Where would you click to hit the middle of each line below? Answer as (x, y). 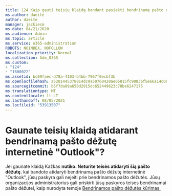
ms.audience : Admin (26, 34)
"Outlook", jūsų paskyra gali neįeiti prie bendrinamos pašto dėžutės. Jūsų (83, 178)
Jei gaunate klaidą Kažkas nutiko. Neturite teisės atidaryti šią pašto (78, 166)
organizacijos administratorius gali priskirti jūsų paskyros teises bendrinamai (86, 183)
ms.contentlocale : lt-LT (32, 96)
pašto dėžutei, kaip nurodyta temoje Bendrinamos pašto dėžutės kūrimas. (83, 188)
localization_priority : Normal (39, 53)
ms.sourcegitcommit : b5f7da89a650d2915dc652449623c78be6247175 (74, 86)
